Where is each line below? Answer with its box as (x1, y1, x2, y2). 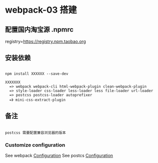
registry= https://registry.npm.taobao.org (5, 38, 86, 44)
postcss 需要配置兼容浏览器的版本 (5, 130, 66, 135)
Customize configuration (5, 142, 66, 148)
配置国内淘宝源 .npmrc (5, 25, 74, 34)
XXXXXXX (5, 80, 21, 85)
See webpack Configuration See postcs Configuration (5, 152, 113, 158)
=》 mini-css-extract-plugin (9, 97, 66, 102)
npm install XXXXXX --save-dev (5, 71, 69, 76)
